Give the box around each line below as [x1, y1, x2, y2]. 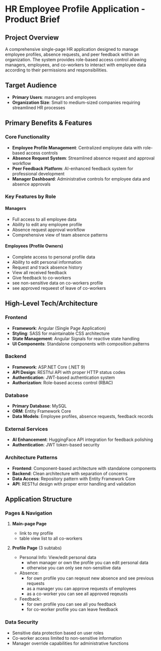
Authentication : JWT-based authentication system [12, 374, 115, 380]
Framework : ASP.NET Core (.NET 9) [12, 364, 85, 370]
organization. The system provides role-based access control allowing [5, 57, 146, 62]
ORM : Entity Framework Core [12, 408, 71, 414]
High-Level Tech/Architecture [5, 300, 98, 308]
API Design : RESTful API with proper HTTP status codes [12, 369, 126, 375]
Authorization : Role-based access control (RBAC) [12, 379, 113, 385]
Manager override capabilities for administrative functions [12, 640, 129, 646]
